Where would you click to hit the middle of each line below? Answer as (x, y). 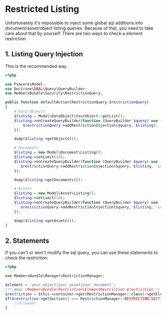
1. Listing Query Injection (44, 54)
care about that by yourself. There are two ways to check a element (74, 33)
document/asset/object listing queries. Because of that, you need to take (79, 28)
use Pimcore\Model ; (25, 84)
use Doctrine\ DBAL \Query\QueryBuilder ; (46, 89)
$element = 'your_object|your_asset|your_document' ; (61, 285)
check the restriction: (27, 258)
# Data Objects (30, 111)
